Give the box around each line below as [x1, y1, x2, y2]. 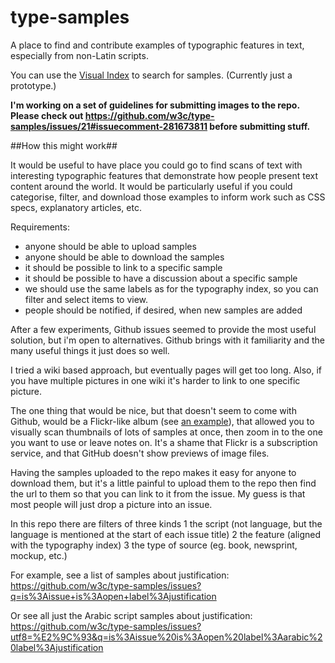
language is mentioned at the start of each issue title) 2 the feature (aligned [10, 528, 322, 540]
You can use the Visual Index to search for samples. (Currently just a [10, 69, 293, 81]
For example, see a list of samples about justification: [10, 569, 230, 581]
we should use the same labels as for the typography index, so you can [24, 282, 319, 295]
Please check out [10, 109, 84, 121]
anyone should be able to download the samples [24, 251, 225, 263]
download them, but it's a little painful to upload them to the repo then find [10, 477, 317, 489]
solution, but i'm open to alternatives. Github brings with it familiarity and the [10, 334, 325, 346]
